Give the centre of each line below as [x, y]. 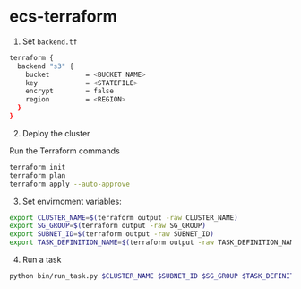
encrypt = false [70, 92]
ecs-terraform [64, 17]
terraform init [38, 167]
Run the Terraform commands [65, 151]
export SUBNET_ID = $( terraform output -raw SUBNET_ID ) [112, 234]
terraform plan [38, 175]
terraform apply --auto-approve [69, 184]
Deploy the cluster [56, 133]
